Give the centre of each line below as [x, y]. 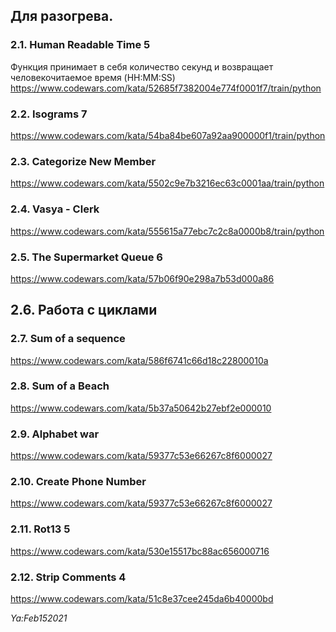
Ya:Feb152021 [39, 618]
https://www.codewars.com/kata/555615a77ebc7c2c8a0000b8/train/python [167, 231]
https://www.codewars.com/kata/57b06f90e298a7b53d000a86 [142, 278]
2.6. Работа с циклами [84, 310]
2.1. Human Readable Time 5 [80, 45]
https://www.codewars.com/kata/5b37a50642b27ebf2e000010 [141, 408]
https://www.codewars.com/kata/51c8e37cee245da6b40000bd [142, 599]
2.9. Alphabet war [55, 434]
